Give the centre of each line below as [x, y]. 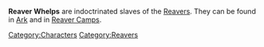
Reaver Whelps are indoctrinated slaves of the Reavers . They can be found [132, 11]
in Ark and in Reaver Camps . [55, 20]
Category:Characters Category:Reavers [73, 35]
